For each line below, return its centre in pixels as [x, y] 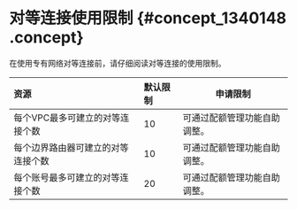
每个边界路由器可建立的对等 [72, 147]
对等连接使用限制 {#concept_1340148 [148, 18]
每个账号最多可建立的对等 [67, 177]
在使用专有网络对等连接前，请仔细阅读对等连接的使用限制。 [118, 63]
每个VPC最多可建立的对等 [67, 118]
